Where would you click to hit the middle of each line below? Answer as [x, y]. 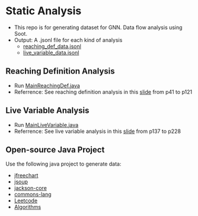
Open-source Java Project [55, 150]
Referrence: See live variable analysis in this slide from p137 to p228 [98, 131]
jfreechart [26, 176]
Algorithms [28, 207]
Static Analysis [44, 11]
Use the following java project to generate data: [63, 164]
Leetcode [26, 201]
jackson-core [30, 188]
